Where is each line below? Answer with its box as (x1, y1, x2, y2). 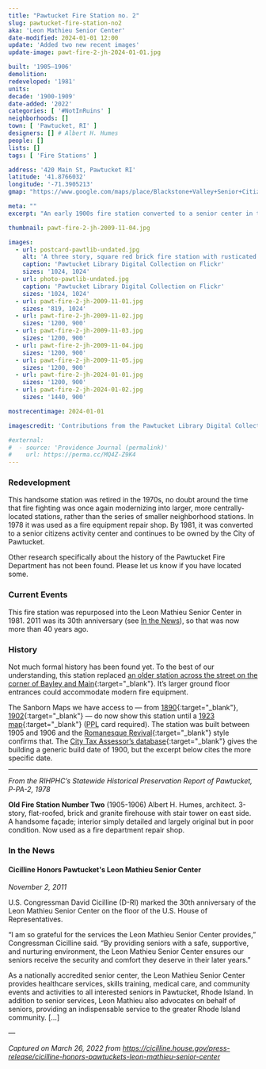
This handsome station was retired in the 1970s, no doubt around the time (8, 495, 249, 505)
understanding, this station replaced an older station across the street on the (8, 671, 258, 680)
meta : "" (8, 202, 37, 210)
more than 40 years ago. (8, 624, 89, 633)
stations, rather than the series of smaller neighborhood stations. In (34, 512, 254, 521)
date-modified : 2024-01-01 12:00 (8, 33, 119, 42)
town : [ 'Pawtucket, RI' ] (8, 122, 97, 130)
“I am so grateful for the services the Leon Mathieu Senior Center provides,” (8, 930, 256, 940)
